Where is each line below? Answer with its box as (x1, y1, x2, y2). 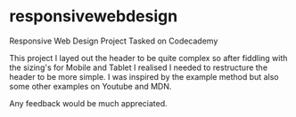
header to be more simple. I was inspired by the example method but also (9, 71, 279, 82)
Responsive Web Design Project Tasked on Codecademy (9, 35, 218, 46)
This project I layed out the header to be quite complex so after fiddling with (9, 52, 288, 63)
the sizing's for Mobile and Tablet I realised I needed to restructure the (9, 62, 268, 73)
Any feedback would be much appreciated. (9, 97, 168, 108)
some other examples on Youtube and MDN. (9, 81, 172, 91)
